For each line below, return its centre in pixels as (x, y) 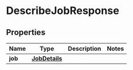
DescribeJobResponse (63, 11)
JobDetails (47, 58)
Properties (26, 32)
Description (84, 49)
